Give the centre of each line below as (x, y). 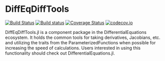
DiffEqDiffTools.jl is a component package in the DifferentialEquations (76, 32)
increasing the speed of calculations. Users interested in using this (73, 48)
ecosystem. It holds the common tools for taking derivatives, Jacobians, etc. (83, 37)
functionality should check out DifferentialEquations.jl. (60, 53)
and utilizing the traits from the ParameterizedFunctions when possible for (81, 42)
